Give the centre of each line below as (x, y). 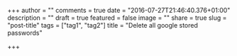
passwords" (25, 33)
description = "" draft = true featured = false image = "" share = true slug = (117, 18)
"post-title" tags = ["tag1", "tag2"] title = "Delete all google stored (103, 25)
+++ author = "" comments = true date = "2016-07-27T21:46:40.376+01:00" (119, 10)
